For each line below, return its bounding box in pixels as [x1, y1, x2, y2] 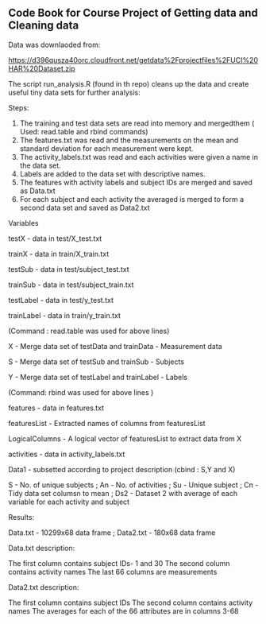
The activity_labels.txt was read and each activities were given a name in [19, 152, 258, 161]
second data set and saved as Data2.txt [19, 203, 150, 212]
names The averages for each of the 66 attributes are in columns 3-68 [8, 606, 239, 615]
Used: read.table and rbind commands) [19, 126, 148, 136]
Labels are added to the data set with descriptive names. [19, 169, 206, 178]
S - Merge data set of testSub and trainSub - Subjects [8, 357, 185, 366]
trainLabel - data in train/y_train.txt [8, 310, 121, 320]
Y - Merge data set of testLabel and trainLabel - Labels [8, 372, 188, 382]
